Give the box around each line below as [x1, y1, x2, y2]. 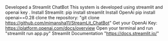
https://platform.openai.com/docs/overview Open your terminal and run [5, 25, 153, 31]
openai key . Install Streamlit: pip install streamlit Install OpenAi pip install [5, 9, 155, 15]
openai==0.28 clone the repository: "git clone [5, 15, 100, 20]
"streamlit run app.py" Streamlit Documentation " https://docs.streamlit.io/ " [5, 31, 159, 36]
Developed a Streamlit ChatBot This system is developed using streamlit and [5, 4, 163, 10]
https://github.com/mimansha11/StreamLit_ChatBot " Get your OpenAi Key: [5, 20, 157, 26]
